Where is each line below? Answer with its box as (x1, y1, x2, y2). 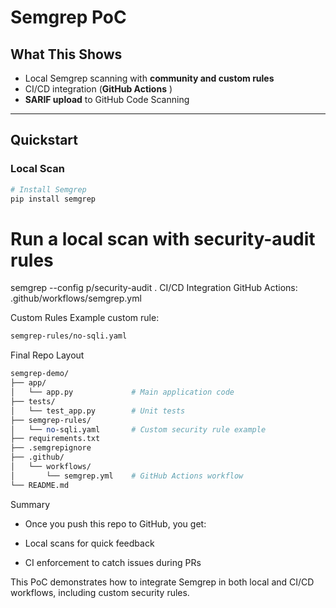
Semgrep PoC (10, 6, 127, 29)
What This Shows (10, 46, 123, 63)
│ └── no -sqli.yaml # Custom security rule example (10, 424, 267, 435)
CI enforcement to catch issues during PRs (24, 556, 202, 568)
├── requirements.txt (10, 434, 101, 444)
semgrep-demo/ (10, 369, 70, 379)
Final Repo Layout (10, 349, 85, 361)
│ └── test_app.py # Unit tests (10, 406, 186, 416)
